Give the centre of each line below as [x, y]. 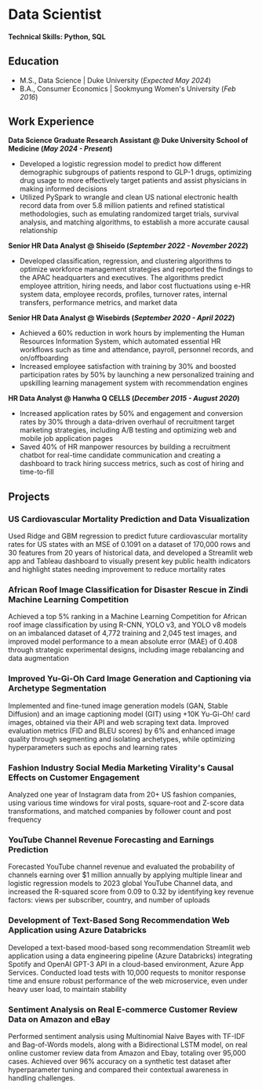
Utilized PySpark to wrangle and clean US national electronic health [129, 197]
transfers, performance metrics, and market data [98, 303]
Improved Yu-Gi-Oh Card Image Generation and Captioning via [130, 679]
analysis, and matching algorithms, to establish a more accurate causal [134, 222]
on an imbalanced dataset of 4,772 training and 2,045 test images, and [122, 633]
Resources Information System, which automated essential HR [120, 341]
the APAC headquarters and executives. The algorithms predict [121, 278]
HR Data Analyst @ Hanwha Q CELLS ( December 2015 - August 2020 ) [124, 399]
